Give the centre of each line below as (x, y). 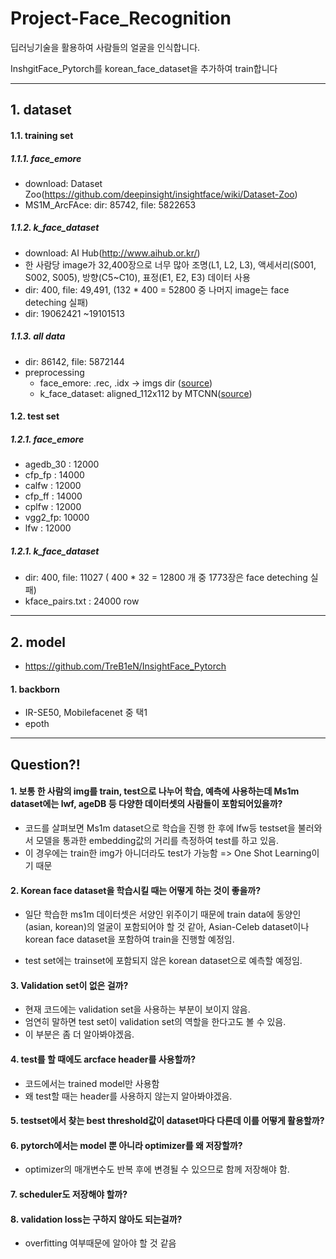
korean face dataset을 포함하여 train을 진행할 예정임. (129, 939)
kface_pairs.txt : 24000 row (82, 601)
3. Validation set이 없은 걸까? (69, 985)
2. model (38, 642)
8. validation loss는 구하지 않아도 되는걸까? (96, 1219)
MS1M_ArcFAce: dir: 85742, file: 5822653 (110, 204)
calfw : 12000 (53, 486)
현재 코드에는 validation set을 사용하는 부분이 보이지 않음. (137, 1009)
